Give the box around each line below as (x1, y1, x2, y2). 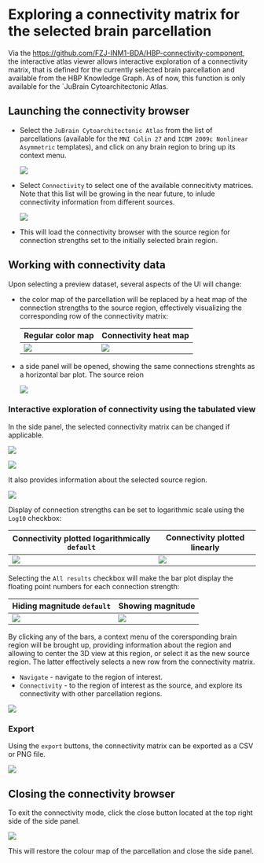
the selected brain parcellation (8, 22, 212, 40)
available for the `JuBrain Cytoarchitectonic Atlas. (8, 81, 169, 91)
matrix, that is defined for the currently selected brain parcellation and (8, 65, 235, 74)
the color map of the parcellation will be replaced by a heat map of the (19, 294, 247, 304)
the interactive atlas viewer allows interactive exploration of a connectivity (8, 57, 248, 66)
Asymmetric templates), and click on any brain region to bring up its (19, 142, 236, 151)
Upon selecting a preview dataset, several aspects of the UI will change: (8, 279, 242, 289)
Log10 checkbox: (8, 513, 62, 522)
